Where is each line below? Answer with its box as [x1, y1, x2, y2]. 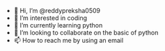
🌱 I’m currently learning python [13, 21, 103, 29]
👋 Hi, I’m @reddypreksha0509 [13, 7, 101, 14]
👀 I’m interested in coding [13, 14, 88, 22]
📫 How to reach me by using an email [13, 37, 124, 44]
